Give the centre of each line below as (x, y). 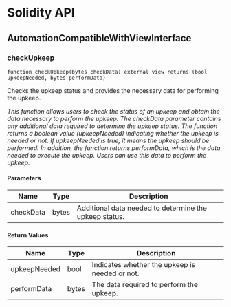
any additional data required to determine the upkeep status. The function (112, 126)
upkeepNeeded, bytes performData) (57, 78)
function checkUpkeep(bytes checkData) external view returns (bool (107, 72)
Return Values (28, 235)
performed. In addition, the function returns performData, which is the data (114, 148)
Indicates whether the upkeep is (144, 265)
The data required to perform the (145, 285)
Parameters (24, 178)
